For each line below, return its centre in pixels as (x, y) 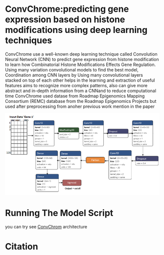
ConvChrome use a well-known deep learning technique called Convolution (81, 54)
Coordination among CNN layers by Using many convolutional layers (74, 75)
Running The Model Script (59, 213)
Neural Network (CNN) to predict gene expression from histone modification (82, 59)
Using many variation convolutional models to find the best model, (72, 69)
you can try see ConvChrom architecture (46, 227)
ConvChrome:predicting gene (67, 9)
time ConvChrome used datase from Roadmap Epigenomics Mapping (75, 96)
